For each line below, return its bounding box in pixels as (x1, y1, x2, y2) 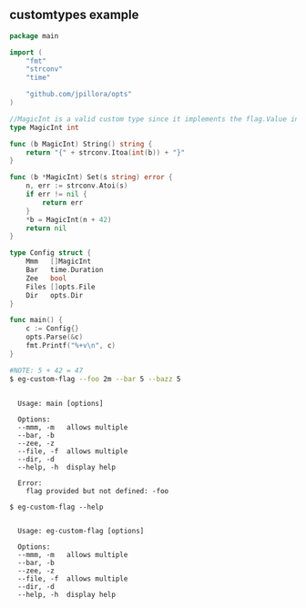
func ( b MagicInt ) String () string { (9, 139, 153, 148)
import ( (9, 47, 43, 57)
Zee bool (25, 273, 67, 283)
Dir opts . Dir (25, 290, 84, 299)
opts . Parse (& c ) (25, 332, 84, 342)
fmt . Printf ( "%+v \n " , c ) (25, 341, 117, 350)
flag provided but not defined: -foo (25, 486, 169, 495)
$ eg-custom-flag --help (9, 502, 104, 512)
